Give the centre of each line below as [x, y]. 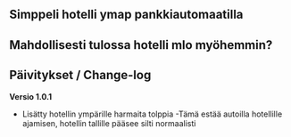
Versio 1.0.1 [30, 96]
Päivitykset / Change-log [80, 75]
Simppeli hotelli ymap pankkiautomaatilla [126, 15]
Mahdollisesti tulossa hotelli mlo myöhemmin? [141, 45]
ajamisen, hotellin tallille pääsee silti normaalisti [109, 123]
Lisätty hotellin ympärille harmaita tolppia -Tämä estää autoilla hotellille [152, 114]
